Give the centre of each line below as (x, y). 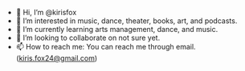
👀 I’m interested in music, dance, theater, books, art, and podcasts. (127, 21)
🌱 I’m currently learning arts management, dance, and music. (117, 29)
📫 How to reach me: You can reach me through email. (106, 47)
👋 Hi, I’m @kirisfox (46, 12)
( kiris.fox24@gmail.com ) (57, 58)
